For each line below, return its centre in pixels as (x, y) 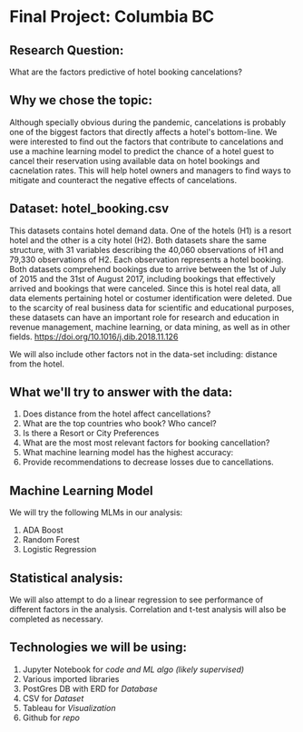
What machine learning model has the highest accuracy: (128, 453)
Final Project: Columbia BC (112, 17)
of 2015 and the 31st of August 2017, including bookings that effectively (142, 278)
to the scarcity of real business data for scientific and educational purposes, (152, 307)
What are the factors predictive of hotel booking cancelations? (126, 72)
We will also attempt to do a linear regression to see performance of (137, 600)
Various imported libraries (71, 678)
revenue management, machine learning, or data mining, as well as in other (150, 327)
